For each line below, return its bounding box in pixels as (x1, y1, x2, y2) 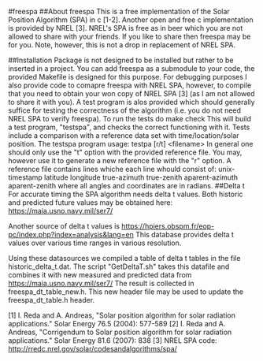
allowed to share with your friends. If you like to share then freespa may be (8, 32, 251, 41)
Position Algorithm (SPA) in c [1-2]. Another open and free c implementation (8, 15, 254, 24)
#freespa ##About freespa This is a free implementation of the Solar (8, 7, 230, 16)
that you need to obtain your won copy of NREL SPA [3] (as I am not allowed (8, 89, 255, 98)
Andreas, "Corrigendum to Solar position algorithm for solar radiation (8, 327, 232, 337)
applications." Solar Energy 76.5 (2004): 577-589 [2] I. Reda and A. (8, 319, 226, 328)
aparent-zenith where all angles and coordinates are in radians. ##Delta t (8, 181, 246, 190)
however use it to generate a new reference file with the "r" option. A (8, 156, 232, 165)
